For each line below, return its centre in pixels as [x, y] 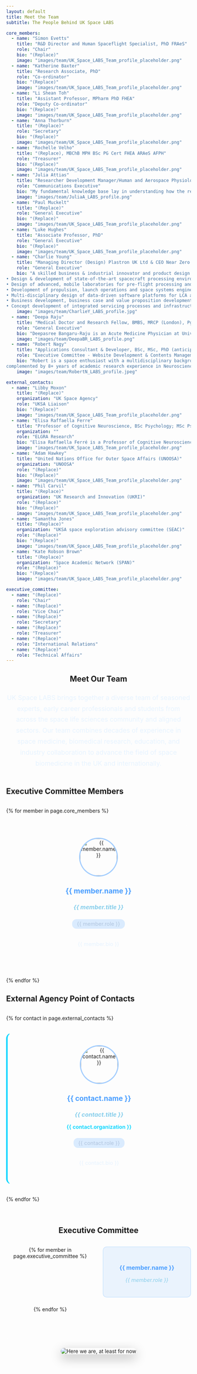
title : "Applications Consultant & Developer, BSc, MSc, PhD [93, 350]
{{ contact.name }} [99, 1098]
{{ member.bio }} [98, 944]
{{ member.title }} [98, 907]
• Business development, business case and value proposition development [99, 301]
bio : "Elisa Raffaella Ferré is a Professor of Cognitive [89, 442]
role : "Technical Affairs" [50, 655]
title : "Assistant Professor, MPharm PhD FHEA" [76, 99]
